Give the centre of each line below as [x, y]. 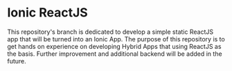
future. [17, 61]
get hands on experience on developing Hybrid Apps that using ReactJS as [114, 46]
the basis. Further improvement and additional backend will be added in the [115, 54]
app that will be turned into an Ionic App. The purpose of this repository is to [116, 39]
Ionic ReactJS [47, 13]
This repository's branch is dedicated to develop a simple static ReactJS [110, 32]
